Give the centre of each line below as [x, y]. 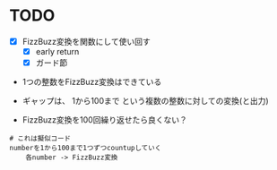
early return [57, 51]
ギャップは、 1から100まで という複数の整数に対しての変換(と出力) [145, 101]
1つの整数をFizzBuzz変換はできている [92, 82]
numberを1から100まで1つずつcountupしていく [86, 149]
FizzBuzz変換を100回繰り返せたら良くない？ [105, 120]
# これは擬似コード [40, 139]
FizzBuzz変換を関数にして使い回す [86, 41]
